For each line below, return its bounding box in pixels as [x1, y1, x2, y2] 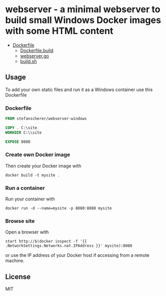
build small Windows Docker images [5, 14, 161, 26]
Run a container [5, 184, 45, 191]
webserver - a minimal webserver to [5, 4, 160, 15]
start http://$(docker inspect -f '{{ [5, 239, 87, 244]
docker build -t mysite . [5, 172, 60, 177]
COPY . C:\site [5, 125, 37, 130]
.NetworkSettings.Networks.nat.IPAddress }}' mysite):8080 [5, 243, 133, 249]
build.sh [20, 58, 37, 64]
